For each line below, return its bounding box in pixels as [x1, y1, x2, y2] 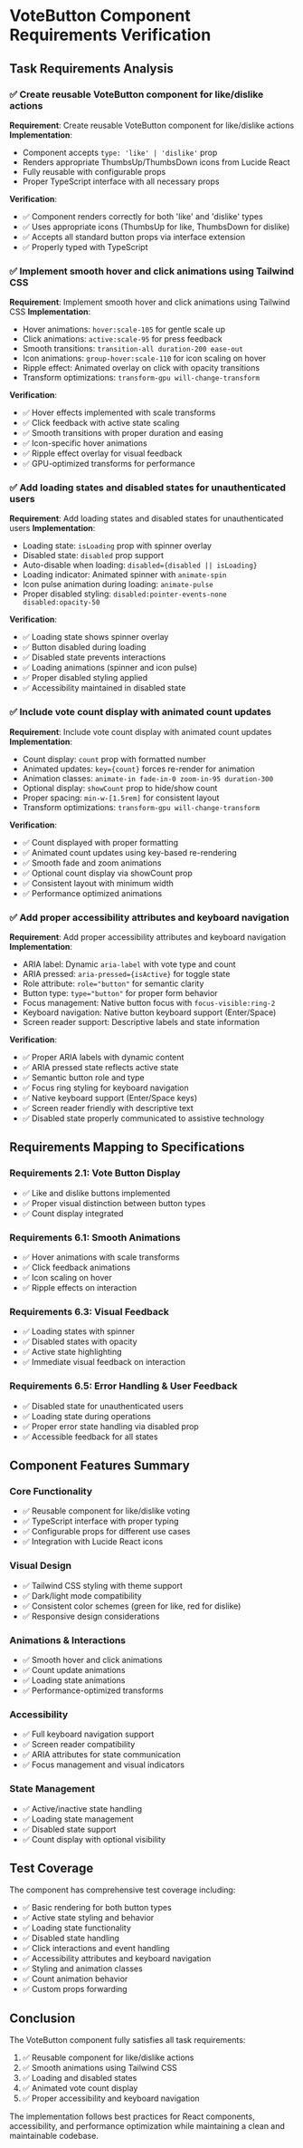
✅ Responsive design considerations [22, 1611, 160, 1621]
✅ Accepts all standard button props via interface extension [22, 231, 246, 242]
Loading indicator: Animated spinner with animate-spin [22, 569, 227, 580]
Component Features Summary [9, 1458, 190, 1474]
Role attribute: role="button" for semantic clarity [22, 978, 204, 989]
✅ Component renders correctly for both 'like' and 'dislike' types [22, 210, 264, 222]
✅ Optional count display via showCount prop [22, 867, 193, 878]
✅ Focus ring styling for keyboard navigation [22, 1082, 189, 1093]
